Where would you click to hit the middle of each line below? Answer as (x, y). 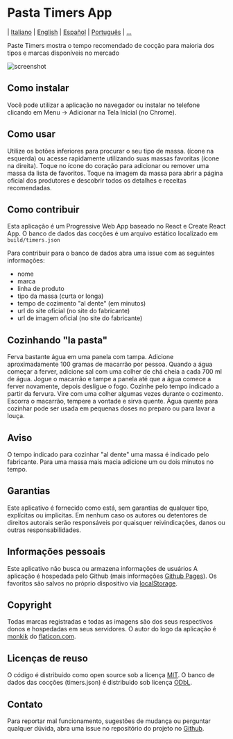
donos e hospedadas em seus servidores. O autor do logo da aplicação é (112, 629)
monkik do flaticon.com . (42, 636)
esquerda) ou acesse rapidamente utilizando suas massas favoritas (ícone (113, 158)
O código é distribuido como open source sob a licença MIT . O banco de (111, 675)
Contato (25, 704)
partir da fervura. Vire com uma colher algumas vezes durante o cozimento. (115, 394)
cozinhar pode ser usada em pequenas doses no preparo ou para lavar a (111, 408)
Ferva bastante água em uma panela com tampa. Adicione (90, 357)
